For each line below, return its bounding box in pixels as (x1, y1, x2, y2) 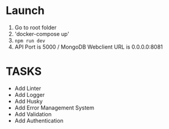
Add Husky (14, 97, 43, 105)
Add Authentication (14, 117, 64, 124)
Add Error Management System (14, 104, 94, 111)
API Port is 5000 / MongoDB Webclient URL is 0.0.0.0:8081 (14, 43, 163, 51)
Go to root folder (14, 24, 57, 31)
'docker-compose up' (14, 30, 70, 37)
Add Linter (14, 85, 41, 92)
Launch (6, 4, 45, 18)
